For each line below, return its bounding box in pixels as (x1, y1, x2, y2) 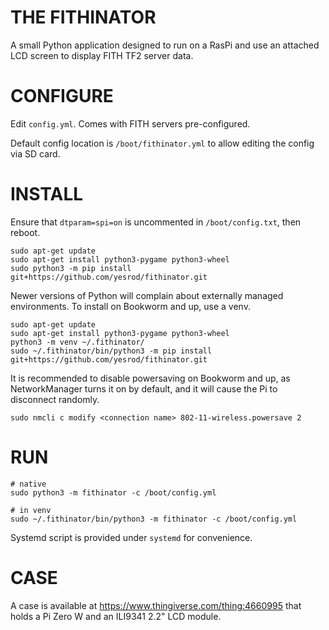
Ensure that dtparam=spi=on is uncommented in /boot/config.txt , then (10, 216, 302, 228)
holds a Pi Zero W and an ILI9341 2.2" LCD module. (10, 610, 222, 622)
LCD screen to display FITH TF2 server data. (10, 49, 194, 61)
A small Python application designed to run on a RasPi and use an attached (10, 39, 320, 51)
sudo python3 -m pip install (10, 263, 132, 273)
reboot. (10, 226, 41, 238)
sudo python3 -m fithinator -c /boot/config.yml (10, 487, 217, 498)
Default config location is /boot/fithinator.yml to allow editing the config (10, 137, 315, 149)
